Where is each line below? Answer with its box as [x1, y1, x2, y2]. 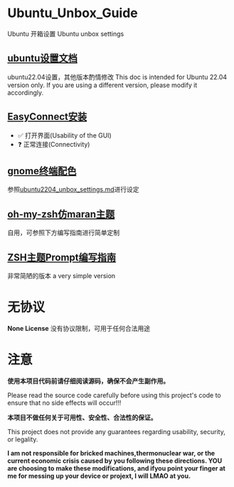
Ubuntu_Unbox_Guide [7, 5, 138, 21]
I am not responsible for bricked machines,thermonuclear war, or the [7, 448, 216, 457]
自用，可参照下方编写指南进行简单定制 [7, 228, 119, 237]
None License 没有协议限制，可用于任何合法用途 [7, 324, 151, 332]
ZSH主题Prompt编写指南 [7, 251, 117, 263]
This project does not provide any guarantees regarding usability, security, [7, 427, 225, 436]
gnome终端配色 [7, 165, 77, 177]
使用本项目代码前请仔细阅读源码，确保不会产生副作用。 [7, 376, 169, 385]
